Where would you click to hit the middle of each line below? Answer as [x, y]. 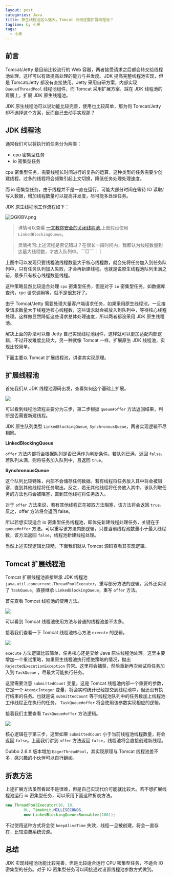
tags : [11, 29]
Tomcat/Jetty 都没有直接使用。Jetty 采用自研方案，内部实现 [74, 82]
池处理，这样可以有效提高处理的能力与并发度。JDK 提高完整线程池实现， [82, 76]
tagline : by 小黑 [23, 24]
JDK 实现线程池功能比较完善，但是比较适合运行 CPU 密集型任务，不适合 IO [84, 863]
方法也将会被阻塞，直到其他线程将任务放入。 [61, 494]
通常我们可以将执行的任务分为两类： [44, 144]
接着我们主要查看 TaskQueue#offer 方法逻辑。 [53, 713]
